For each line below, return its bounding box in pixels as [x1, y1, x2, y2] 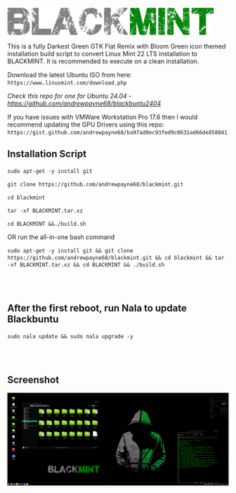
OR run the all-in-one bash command [7, 233, 115, 241]
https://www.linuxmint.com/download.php [7, 79, 128, 87]
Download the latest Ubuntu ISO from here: [7, 71, 132, 79]
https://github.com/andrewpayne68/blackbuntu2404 [7, 99, 162, 108]
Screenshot [7, 374, 60, 386]
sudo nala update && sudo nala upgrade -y [7, 333, 133, 340]
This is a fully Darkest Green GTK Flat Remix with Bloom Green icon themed [7, 42, 226, 50]
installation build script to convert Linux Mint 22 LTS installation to [7, 50, 198, 58]
